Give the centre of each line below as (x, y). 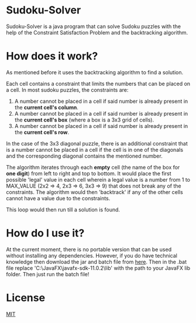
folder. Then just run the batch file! (48, 274)
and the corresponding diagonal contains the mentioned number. (84, 156)
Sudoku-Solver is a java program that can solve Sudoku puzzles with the (94, 26)
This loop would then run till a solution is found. (63, 209)
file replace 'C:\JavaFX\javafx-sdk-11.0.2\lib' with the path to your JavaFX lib (98, 268)
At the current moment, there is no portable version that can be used (89, 249)
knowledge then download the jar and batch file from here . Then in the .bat (97, 262)
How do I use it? (45, 233)
